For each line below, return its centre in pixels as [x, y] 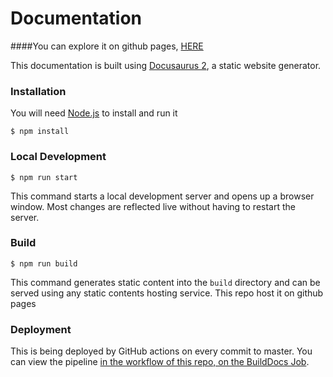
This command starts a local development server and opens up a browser [162, 196]
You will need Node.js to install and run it [94, 113]
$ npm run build [44, 263]
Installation [38, 91]
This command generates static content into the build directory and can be [165, 282]
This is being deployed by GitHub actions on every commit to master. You [161, 351]
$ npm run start [44, 177]
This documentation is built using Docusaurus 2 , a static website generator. [166, 65]
